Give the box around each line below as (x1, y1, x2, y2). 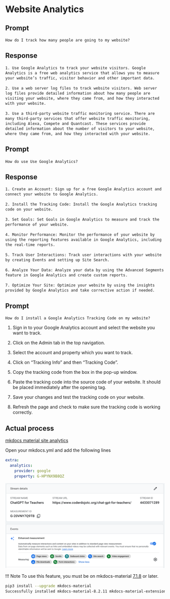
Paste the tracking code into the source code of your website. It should (12, 379, 161, 385)
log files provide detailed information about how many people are (5, 91, 151, 96)
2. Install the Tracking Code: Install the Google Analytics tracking (5, 202, 157, 207)
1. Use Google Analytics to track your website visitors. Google (5, 65, 146, 70)
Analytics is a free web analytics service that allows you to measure (5, 70, 159, 75)
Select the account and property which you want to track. (12, 350, 133, 356)
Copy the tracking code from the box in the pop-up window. (12, 369, 138, 375)
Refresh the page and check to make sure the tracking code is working (12, 404, 161, 410)
